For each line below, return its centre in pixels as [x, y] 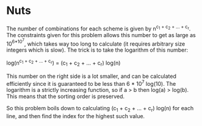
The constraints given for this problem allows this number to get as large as [101, 35]
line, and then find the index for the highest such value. [76, 116]
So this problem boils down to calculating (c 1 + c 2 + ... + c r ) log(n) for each [100, 109]
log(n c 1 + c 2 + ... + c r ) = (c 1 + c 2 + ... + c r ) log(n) [63, 63]
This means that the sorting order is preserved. [66, 96]
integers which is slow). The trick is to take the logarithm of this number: [97, 50]
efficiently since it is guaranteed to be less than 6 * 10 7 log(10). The [91, 83]
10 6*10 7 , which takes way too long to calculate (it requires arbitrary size [96, 43]
